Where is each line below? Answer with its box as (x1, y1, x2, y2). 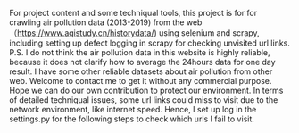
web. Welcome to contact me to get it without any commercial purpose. (9, 76, 272, 86)
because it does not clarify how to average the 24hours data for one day (9, 57, 276, 67)
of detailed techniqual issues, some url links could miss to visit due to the (9, 95, 278, 105)
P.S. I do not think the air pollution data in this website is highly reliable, (9, 47, 270, 57)
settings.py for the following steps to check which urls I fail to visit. (9, 113, 254, 124)
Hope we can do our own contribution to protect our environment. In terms (9, 85, 284, 96)
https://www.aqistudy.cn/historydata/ (17, 28, 154, 38)
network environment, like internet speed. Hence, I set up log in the (9, 104, 257, 114)
